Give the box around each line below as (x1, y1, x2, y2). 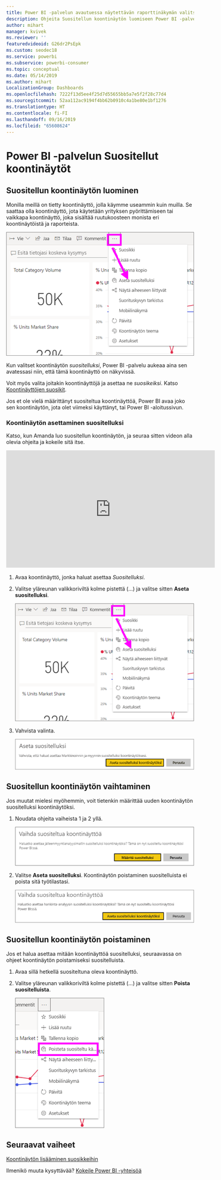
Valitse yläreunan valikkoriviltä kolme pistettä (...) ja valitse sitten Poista (14, 980, 191, 987)
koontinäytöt (6, 162, 71, 175)
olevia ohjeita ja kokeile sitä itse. (6, 439, 85, 446)
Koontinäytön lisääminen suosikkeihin (6, 1156, 98, 1163)
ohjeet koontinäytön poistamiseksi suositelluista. (6, 957, 125, 964)
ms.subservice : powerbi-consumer (6, 60, 89, 66)
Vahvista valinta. (14, 727, 55, 734)
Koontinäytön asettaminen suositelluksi (6, 418, 124, 427)
